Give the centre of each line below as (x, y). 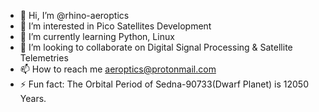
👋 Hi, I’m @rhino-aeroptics (74, 15)
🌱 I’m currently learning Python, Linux (97, 36)
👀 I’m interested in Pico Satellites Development (115, 26)
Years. (33, 98)
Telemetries (44, 58)
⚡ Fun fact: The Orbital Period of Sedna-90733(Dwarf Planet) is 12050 (164, 84)
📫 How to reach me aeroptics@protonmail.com (118, 69)
